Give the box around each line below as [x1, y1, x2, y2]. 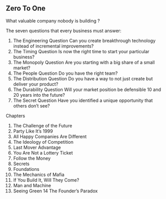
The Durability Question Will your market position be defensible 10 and [13, 86, 161, 93]
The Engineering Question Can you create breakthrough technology [13, 37, 156, 43]
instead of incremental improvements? [13, 43, 94, 49]
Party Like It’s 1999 [13, 128, 53, 134]
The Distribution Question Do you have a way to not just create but [13, 75, 153, 81]
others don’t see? [13, 102, 50, 109]
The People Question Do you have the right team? [13, 70, 118, 76]
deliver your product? [13, 81, 59, 87]
